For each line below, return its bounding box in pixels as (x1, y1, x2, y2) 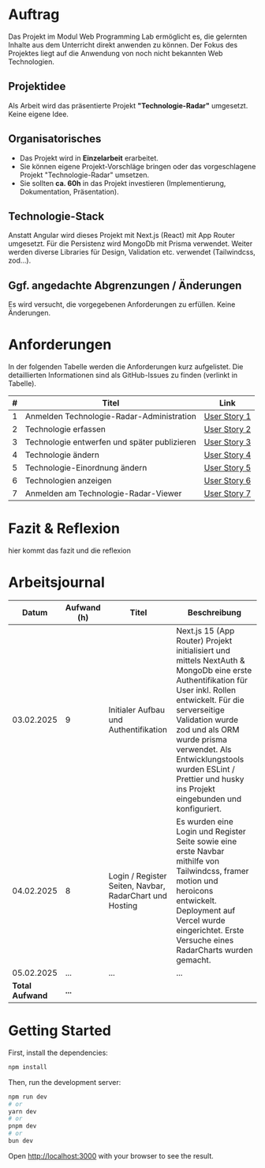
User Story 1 (203, 411, 252, 422)
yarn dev (8, 1107, 37, 1116)
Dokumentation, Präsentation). (19, 187, 120, 196)
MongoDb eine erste (176, 665, 252, 675)
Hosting (108, 900, 138, 911)
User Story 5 (203, 463, 252, 474)
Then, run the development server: (8, 1077, 121, 1087)
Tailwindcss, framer (176, 866, 249, 876)
